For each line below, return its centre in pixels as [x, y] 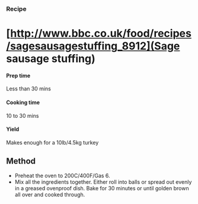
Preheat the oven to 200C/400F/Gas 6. [63, 175]
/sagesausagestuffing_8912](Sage [93, 46]
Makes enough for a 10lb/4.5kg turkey [52, 142]
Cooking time [23, 102]
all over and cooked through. [50, 194]
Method [21, 161]
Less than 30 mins [29, 89]
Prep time [18, 76]
